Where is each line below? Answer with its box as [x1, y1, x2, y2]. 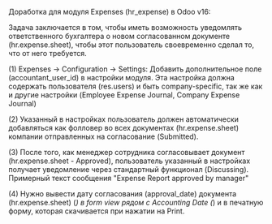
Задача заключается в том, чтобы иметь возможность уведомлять [8, 23, 242, 32]
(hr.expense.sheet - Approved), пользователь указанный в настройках [8, 156, 251, 166]
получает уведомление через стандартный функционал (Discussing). [8, 165, 249, 174]
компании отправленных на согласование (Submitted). [8, 131, 199, 141]
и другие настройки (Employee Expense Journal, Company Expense [8, 90, 240, 100]
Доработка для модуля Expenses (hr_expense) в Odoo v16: [8, 7, 211, 16]
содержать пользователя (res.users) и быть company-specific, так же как [8, 81, 263, 91]
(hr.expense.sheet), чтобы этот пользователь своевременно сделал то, [8, 40, 254, 50]
